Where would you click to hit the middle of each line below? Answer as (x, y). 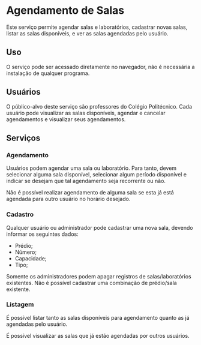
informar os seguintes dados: (43, 234)
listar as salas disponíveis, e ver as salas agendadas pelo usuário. (88, 33)
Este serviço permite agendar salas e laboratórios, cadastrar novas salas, (97, 27)
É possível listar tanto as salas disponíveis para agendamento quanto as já (98, 317)
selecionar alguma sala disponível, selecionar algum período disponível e (97, 175)
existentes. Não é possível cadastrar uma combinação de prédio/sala (91, 283)
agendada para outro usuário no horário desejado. (68, 199)
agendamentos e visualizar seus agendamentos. (66, 119)
